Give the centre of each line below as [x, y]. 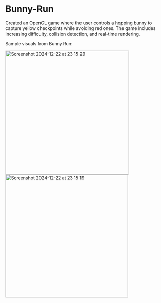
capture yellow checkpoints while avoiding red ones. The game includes [80, 28]
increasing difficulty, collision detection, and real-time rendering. [73, 34]
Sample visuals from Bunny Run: [39, 43]
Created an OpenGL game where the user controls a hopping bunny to [79, 23]
